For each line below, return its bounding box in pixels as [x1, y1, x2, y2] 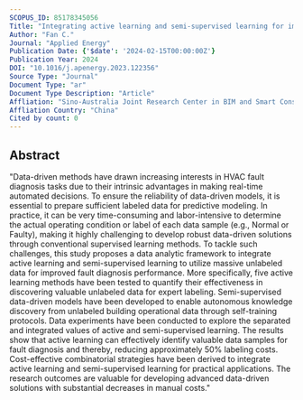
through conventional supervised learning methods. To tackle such [9, 238, 258, 249]
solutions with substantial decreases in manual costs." [9, 382, 210, 393]
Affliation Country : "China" [9, 106, 119, 115]
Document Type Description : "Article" [9, 88, 155, 98]
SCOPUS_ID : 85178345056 [9, 13, 99, 23]
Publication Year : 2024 [9, 55, 99, 64]
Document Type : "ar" [9, 80, 87, 89]
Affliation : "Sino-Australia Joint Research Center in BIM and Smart [9, 97, 277, 107]
